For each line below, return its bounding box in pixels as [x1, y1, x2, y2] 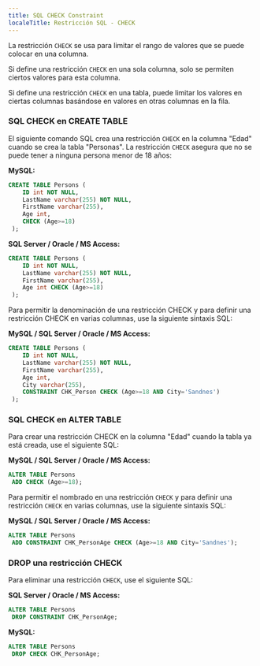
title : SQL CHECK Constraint [8, 11, 104, 20]
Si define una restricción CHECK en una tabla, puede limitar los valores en [8, 87, 243, 97]
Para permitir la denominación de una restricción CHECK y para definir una [8, 305, 251, 315]
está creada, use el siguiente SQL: [8, 441, 120, 450]
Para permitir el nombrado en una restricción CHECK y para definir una [8, 493, 232, 502]
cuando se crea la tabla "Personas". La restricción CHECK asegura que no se [8, 142, 252, 151]
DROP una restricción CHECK [8, 557, 123, 568]
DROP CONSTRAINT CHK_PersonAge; [11, 613, 118, 621]
